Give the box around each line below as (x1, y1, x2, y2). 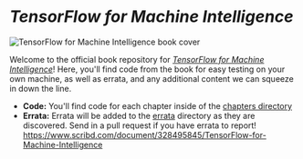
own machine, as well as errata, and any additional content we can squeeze (9, 73, 294, 84)
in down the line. (9, 83, 72, 94)
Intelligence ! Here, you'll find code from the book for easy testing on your (9, 64, 286, 75)
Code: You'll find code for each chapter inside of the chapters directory (22, 100, 293, 111)
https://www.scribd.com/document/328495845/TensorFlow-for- (22, 129, 266, 140)
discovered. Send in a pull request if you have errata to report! (22, 120, 257, 131)
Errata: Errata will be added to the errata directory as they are (22, 110, 256, 121)
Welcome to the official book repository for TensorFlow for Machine (9, 54, 265, 65)
